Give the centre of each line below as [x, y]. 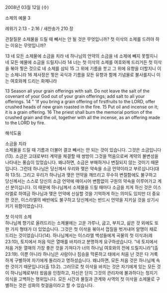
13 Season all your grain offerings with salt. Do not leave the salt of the [78, 91]
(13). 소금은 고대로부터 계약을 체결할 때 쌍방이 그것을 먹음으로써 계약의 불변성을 [82, 156]
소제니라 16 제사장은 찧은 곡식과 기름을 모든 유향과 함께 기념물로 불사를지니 [83, 75]
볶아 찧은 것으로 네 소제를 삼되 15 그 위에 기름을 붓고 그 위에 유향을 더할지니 [83, 68]
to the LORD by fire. [25, 123]
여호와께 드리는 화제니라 [34, 81]
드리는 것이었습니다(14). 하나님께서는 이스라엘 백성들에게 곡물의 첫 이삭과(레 [79, 235]
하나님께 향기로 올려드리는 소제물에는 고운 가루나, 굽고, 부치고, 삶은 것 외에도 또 [82, 223]
